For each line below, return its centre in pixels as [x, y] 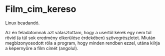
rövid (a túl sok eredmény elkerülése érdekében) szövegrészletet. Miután [80, 38]
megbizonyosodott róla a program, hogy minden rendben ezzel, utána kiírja [82, 43]
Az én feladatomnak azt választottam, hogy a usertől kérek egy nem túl [78, 32]
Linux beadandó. [22, 23]
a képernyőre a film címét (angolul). [42, 48]
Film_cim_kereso [41, 9]
